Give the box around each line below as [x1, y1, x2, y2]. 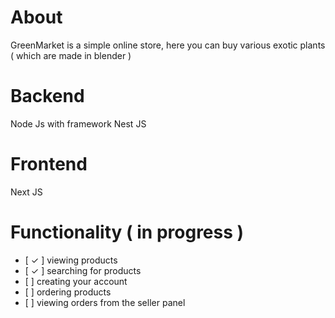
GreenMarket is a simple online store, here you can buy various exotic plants [10, 39, 326, 51]
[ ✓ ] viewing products [24, 254, 118, 266]
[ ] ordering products [24, 286, 112, 298]
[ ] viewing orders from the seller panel [24, 296, 186, 308]
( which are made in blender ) [10, 49, 132, 61]
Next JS [10, 186, 43, 198]
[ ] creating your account [24, 275, 128, 287]
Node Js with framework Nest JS [10, 117, 147, 130]
